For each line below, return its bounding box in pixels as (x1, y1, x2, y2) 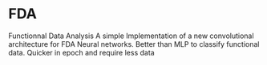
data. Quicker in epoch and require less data (8, 48, 155, 57)
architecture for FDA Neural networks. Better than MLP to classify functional (8, 39, 260, 48)
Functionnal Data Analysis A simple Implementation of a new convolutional (8, 31, 254, 40)
